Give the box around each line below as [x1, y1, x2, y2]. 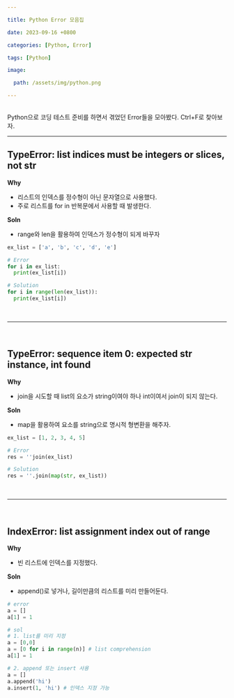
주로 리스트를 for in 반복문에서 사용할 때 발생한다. [17, 201, 152, 210]
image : [7, 67, 26, 74]
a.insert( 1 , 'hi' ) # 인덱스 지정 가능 [7, 684, 110, 692]
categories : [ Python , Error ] [7, 41, 92, 49]
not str [7, 160, 37, 172]
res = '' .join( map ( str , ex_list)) [7, 472, 108, 479]
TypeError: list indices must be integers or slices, [7, 149, 225, 161]
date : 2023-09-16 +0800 [7, 29, 77, 36]
